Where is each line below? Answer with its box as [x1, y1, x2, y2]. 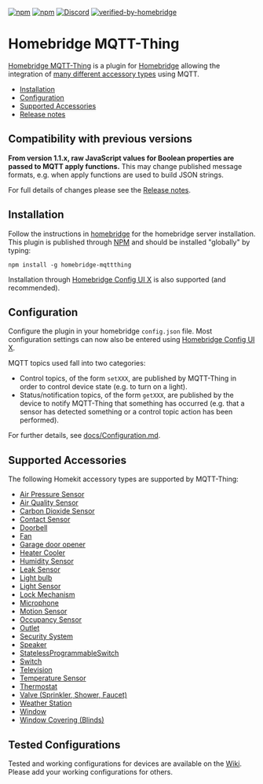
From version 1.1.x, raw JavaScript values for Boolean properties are [8, 153, 235, 163]
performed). [19, 415, 59, 425]
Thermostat [19, 682, 57, 691]
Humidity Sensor [19, 557, 75, 566]
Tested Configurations [8, 738, 121, 751]
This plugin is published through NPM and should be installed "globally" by [8, 237, 250, 247]
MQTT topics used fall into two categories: [8, 359, 146, 368]
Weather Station [19, 698, 72, 708]
